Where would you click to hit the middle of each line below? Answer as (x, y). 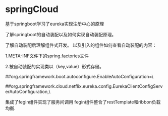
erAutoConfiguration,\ (28, 91)
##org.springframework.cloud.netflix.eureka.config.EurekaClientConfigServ (84, 86)
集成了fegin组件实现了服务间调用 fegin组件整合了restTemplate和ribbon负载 (83, 102)
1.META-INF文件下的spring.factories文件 (47, 56)
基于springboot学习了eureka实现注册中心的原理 (55, 24)
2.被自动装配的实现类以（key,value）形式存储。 (55, 66)
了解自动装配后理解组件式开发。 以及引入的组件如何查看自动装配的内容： (81, 45)
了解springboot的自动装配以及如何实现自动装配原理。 (61, 34)
